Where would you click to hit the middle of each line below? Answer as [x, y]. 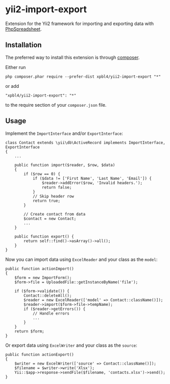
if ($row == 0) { [42, 174]
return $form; [29, 331]
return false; [57, 187]
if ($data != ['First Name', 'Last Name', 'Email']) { [92, 178]
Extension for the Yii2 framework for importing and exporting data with [80, 23]
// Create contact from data [55, 214]
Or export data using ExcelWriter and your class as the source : [71, 345]
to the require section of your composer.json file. [56, 105]
